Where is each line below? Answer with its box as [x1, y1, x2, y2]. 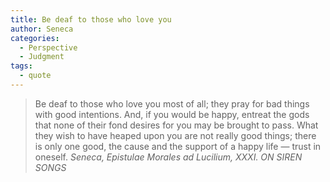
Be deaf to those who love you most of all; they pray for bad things [34, 97, 310, 110]
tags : [10, 61, 33, 71]
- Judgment [19, 52, 65, 62]
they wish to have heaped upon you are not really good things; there [34, 129, 317, 141]
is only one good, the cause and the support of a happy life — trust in [34, 140, 322, 152]
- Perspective [19, 42, 78, 53]
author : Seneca [10, 24, 74, 34]
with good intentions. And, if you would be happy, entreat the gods [34, 108, 310, 120]
